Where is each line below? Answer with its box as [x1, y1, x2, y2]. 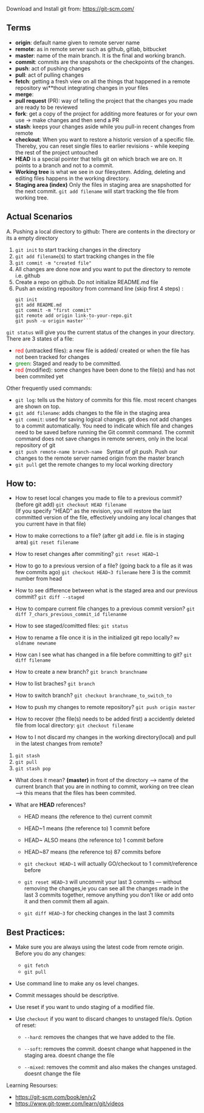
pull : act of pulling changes [15, 71, 84, 78]
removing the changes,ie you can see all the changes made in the [24, 885, 189, 892]
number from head [15, 575, 63, 583]
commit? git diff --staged [15, 593, 85, 601]
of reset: [15, 1022, 36, 1029]
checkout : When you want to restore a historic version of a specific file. [15, 136, 195, 143]
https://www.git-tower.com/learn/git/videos [15, 1100, 124, 1108]
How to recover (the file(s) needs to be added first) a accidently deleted [15, 715, 195, 723]
